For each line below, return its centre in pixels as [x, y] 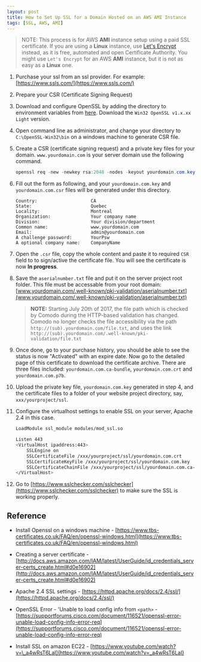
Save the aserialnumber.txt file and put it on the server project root [99, 278]
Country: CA [56, 201]
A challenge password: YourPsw [63, 238]
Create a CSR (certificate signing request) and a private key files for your [105, 149]
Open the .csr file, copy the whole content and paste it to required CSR [102, 254]
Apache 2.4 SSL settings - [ [50, 591]
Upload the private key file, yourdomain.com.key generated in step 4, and [104, 387]
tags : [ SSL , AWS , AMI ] [35, 23]
